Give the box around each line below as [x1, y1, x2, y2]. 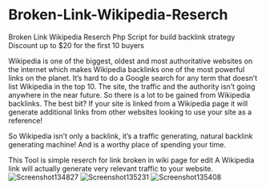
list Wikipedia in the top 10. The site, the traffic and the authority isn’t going [8, 82, 256, 91]
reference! [8, 115, 42, 125]
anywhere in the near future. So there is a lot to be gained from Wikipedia [8, 90, 251, 99]
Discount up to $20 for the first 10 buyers [8, 40, 145, 50]
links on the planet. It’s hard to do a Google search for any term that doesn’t [8, 73, 258, 82]
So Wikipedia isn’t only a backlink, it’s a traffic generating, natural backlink [8, 131, 253, 141]
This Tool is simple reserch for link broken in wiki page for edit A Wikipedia [8, 155, 255, 165]
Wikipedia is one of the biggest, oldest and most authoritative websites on [8, 56, 253, 66]
